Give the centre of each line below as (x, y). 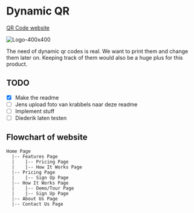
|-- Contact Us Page (37, 204)
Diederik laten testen (41, 118)
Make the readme (37, 97)
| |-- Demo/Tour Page (43, 188)
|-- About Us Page (35, 199)
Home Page (19, 151)
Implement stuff (35, 111)
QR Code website (28, 28)
